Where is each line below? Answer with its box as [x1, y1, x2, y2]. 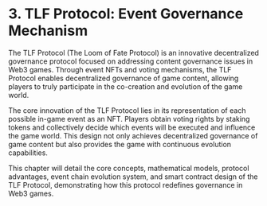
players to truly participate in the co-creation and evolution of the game [8, 81, 243, 91]
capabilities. [8, 148, 48, 157]
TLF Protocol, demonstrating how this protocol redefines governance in [8, 180, 243, 189]
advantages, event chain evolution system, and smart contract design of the [8, 172, 258, 181]
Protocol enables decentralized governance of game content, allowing [8, 73, 239, 83]
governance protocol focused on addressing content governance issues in [8, 56, 253, 66]
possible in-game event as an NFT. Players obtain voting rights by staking [8, 114, 250, 123]
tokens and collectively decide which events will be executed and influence [8, 122, 256, 132]
